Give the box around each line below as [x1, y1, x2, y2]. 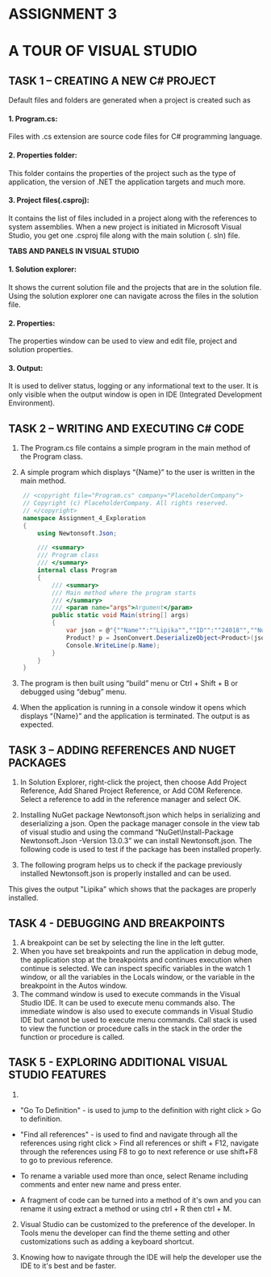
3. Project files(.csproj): [8, 195, 90, 205]
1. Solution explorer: [8, 264, 77, 275]
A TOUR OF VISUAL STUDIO [8, 42, 198, 61]
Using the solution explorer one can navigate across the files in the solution [8, 292, 259, 300]
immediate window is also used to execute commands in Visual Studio [19, 1006, 254, 1016]
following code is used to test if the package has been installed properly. [19, 845, 262, 855]
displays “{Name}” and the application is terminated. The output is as [19, 712, 250, 721]
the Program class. [19, 452, 83, 461]
